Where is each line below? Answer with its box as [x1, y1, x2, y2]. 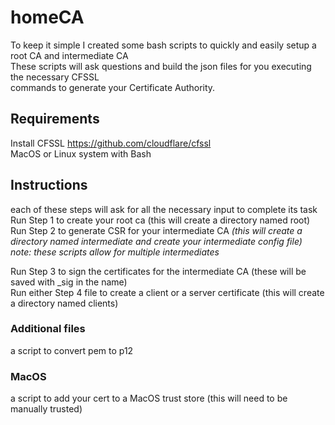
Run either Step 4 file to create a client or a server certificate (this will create [10, 286, 325, 298]
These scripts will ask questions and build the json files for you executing [10, 60, 312, 72]
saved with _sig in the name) [10, 276, 128, 288]
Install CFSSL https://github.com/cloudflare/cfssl [10, 137, 212, 149]
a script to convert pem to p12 [10, 344, 134, 356]
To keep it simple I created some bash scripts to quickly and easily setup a [10, 39, 317, 51]
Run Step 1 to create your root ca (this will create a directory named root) [10, 214, 311, 226]
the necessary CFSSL [10, 71, 100, 83]
